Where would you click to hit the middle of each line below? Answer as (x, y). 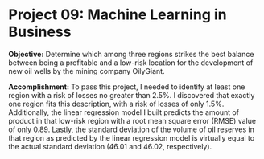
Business (40, 32)
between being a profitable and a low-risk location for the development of (131, 63)
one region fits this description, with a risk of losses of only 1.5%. (116, 104)
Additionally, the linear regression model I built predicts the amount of (124, 112)
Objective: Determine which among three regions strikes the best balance (131, 54)
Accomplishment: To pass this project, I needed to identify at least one (127, 87)
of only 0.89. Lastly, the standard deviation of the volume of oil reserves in (132, 129)
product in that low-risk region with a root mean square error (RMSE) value (132, 120)
